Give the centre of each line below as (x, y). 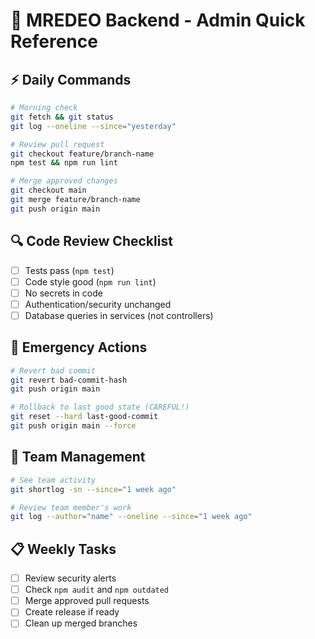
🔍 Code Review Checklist (91, 241)
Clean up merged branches (81, 623)
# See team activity (53, 480)
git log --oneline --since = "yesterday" (93, 126)
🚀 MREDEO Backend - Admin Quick (158, 20)
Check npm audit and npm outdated (97, 590)
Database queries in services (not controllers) (119, 315)
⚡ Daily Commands (71, 79)
